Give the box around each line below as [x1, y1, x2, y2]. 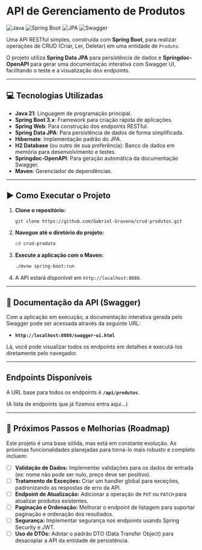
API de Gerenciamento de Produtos [6, 4, 185, 18]
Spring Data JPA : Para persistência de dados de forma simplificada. [14, 128, 184, 136]
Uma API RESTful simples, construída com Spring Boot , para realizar [6, 36, 177, 43]
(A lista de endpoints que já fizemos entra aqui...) [6, 400, 128, 408]
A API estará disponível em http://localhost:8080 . [14, 274, 141, 282]
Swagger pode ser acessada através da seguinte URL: [6, 320, 141, 327]
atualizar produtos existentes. [14, 497, 89, 504]
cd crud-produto [14, 241, 56, 247]
